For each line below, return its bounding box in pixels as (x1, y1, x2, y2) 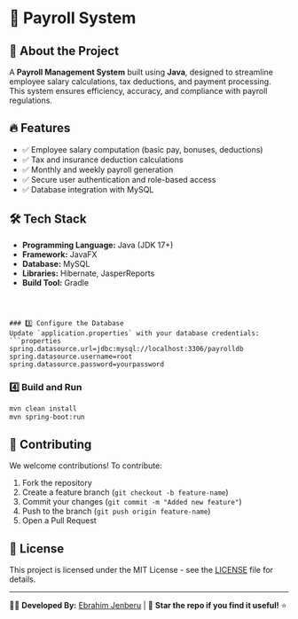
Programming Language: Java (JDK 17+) (21, 239, 174, 250)
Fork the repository (21, 478, 93, 489)
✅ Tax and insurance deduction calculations (21, 154, 184, 165)
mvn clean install (9, 404, 77, 413)
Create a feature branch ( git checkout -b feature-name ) (21, 487, 229, 498)
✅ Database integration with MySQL (21, 184, 154, 194)
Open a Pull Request (21, 515, 98, 526)
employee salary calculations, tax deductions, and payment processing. (9, 76, 272, 87)
